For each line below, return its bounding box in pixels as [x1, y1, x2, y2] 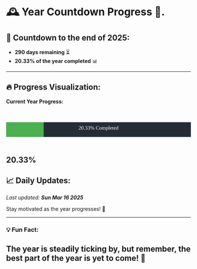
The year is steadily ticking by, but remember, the [6, 244, 191, 254]
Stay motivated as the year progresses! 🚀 [6, 205, 106, 212]
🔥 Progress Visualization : [6, 82, 101, 92]
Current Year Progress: [6, 98, 63, 105]
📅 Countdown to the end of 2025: [6, 32, 130, 42]
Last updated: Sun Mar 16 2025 [6, 194, 84, 201]
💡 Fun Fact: [6, 225, 39, 234]
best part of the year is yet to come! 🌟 [6, 253, 146, 263]
